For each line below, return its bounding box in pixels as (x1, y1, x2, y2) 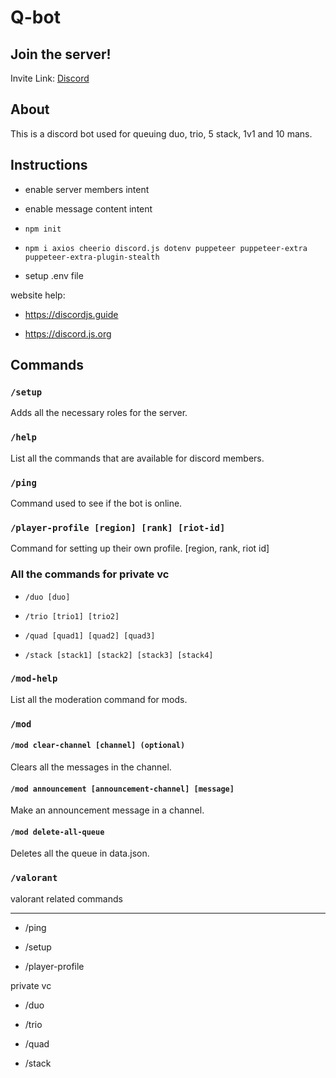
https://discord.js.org (24, 327, 112, 340)
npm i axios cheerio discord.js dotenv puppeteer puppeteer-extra (24, 243, 308, 253)
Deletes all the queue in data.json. (10, 847, 150, 860)
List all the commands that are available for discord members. (10, 452, 265, 464)
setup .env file (24, 269, 84, 281)
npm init (24, 224, 62, 234)
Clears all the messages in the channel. (10, 761, 172, 773)
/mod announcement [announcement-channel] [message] (10, 784, 235, 794)
